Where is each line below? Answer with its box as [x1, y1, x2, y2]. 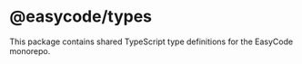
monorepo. [9, 45, 51, 56]
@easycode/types [9, 6, 153, 27]
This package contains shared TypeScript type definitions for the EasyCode [9, 36, 294, 47]
